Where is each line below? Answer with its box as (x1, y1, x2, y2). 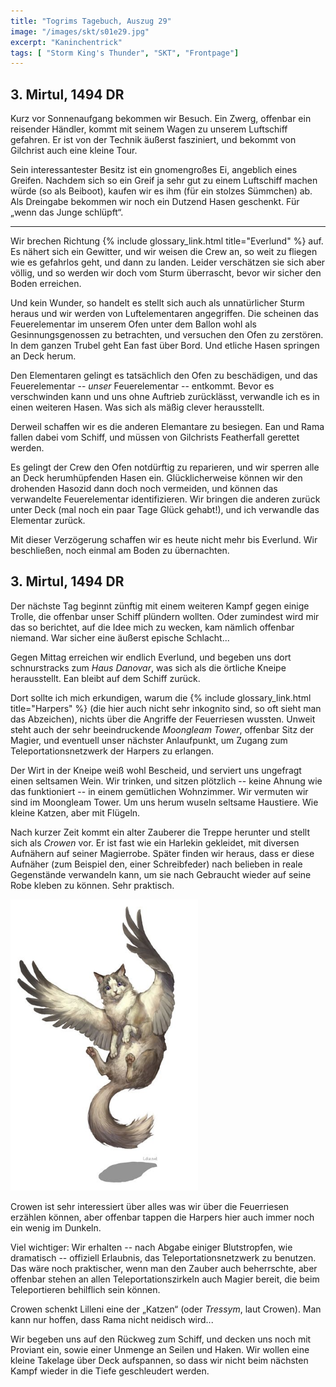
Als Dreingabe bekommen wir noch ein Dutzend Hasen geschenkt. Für (10, 196, 300, 208)
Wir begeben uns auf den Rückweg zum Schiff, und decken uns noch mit (10, 1333, 312, 1345)
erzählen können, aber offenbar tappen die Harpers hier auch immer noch (10, 1211, 315, 1224)
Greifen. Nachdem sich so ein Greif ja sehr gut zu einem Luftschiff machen (10, 175, 318, 187)
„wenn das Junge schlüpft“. (10, 206, 124, 219)
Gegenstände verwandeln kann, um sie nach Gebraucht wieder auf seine (10, 868, 312, 880)
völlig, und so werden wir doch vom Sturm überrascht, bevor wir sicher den (10, 267, 322, 279)
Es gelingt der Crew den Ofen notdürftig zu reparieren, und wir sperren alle (10, 461, 320, 474)
